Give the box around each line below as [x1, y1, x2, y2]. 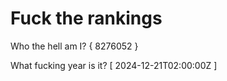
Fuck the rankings [10, 7, 163, 30]
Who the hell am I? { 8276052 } [10, 40, 139, 52]
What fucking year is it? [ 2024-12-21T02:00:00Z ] [10, 59, 218, 71]
